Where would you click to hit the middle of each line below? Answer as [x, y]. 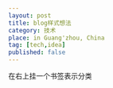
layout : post [30, 15]
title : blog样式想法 [40, 23]
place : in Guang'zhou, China [56, 38]
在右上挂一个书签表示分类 [50, 76]
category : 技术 [32, 30]
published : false [37, 52]
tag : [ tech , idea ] [37, 45]
